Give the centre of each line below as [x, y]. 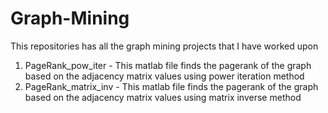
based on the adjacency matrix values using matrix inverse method [163, 97]
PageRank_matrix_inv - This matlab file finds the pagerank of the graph [171, 86]
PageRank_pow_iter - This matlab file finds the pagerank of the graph [168, 65]
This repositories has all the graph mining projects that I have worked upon [164, 46]
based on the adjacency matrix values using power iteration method [164, 76]
